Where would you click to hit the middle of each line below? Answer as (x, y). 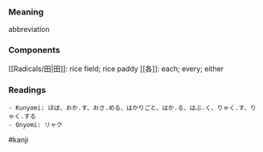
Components (34, 50)
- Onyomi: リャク (35, 125)
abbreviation (29, 30)
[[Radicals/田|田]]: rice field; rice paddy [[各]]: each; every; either (116, 68)
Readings (27, 90)
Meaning (26, 12)
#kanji (18, 139)
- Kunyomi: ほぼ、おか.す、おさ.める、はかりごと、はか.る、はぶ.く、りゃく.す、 (129, 108)
